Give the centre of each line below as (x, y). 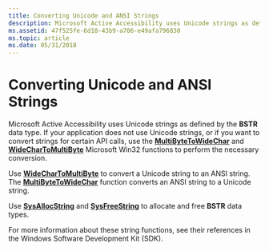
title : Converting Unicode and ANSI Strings (84, 16)
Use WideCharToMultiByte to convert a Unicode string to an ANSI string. (129, 173)
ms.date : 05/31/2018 (43, 46)
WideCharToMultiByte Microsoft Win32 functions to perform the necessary (134, 149)
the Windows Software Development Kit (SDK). (86, 239)
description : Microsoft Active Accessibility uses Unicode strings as (128, 23)
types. (19, 215)
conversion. (28, 158)
